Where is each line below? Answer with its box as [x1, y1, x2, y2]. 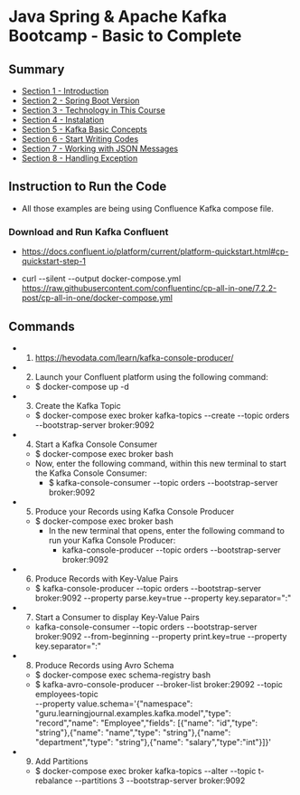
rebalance [34, 775, 73, 786]
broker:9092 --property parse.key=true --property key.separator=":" [34, 592, 292, 603]
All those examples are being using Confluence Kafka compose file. [21, 203, 275, 213]
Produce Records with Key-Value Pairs [34, 573, 179, 584]
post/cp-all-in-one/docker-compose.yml [21, 292, 173, 304]
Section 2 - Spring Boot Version [21, 95, 140, 106]
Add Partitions [34, 755, 89, 766]
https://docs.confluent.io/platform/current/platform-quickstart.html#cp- [21, 246, 289, 257]
